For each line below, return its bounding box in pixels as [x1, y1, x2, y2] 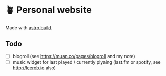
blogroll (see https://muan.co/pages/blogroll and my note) [12, 53, 135, 59]
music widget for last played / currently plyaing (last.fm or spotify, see [12, 59, 161, 65]
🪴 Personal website [5, 4, 92, 16]
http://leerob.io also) [12, 65, 56, 71]
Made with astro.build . [5, 24, 53, 31]
